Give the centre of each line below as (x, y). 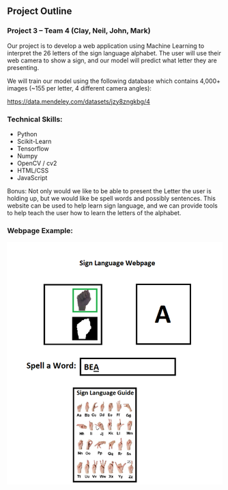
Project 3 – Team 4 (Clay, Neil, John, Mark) (79, 31)
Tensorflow (33, 148)
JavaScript (32, 177)
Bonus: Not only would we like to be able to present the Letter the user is (109, 191)
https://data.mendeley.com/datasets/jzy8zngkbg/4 (79, 101)
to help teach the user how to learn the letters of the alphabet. (94, 212)
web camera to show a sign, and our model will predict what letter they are (112, 60)
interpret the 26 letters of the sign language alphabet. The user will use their (114, 53)
